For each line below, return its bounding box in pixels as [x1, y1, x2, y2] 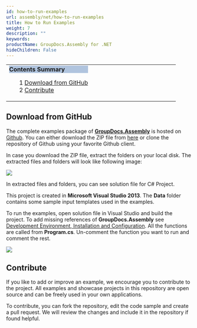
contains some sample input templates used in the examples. [6, 198, 155, 205]
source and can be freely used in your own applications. [6, 291, 143, 298]
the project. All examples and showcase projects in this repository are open [6, 285, 189, 292]
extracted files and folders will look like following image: [6, 158, 143, 165]
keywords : [6, 36, 31, 42]
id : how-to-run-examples [6, 8, 67, 15]
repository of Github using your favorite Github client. [6, 140, 136, 147]
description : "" [6, 31, 46, 37]
